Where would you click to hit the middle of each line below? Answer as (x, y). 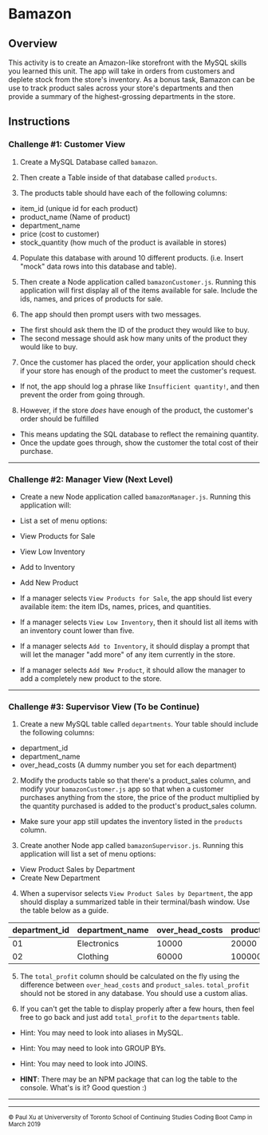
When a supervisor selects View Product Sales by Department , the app (136, 894)
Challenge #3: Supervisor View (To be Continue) (104, 707)
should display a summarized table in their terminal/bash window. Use (135, 902)
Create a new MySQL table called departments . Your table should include (139, 724)
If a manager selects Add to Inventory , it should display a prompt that (134, 646)
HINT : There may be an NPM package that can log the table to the (128, 1079)
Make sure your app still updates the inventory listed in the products (131, 822)
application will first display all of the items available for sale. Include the (138, 290)
